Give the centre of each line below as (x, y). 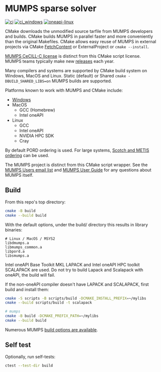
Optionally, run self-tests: (30, 356)
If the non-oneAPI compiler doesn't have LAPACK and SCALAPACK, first (77, 284)
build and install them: (27, 289)
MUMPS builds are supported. (82, 81)
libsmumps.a (17, 256)
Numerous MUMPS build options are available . (52, 329)
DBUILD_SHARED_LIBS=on (28, 81)
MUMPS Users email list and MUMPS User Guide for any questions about (78, 170)
